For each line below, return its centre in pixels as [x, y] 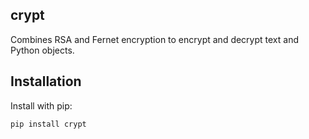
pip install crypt [48, 124]
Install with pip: [41, 105]
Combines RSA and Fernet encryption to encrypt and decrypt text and [154, 39]
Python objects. [42, 50]
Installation [46, 81]
